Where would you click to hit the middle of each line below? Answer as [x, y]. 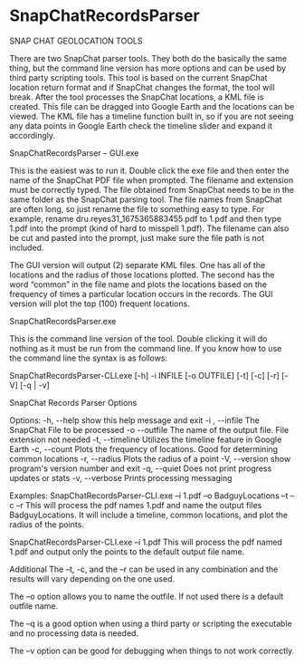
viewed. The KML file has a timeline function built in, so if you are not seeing [152, 116]
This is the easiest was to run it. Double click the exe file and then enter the [149, 170]
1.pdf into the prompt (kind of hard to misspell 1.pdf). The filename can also [149, 228]
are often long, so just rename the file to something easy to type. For [137, 208]
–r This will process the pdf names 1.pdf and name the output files [139, 505]
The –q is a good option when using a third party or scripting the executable [151, 623]
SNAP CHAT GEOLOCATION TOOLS [76, 41]
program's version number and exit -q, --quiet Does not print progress [141, 468]
